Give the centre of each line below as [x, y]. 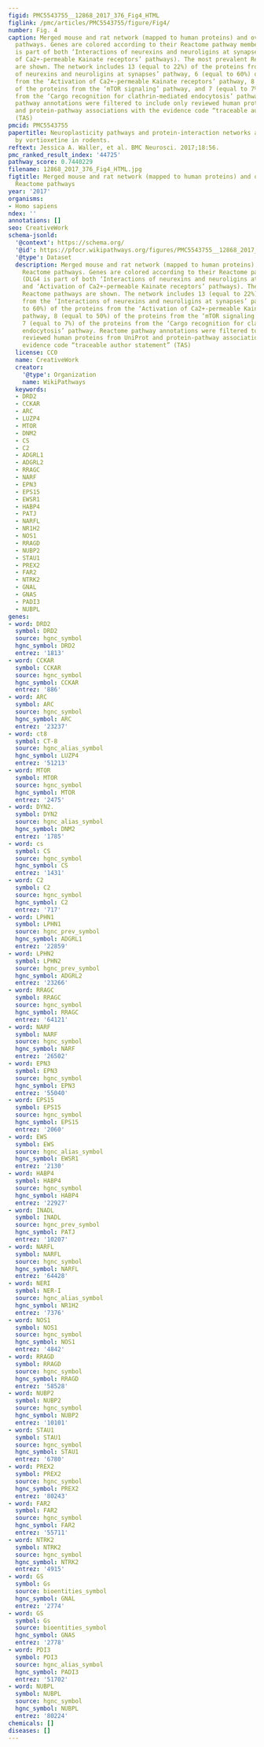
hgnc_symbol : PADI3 [47, 1672]
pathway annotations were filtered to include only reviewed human [128, 103]
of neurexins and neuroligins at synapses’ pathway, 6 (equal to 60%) [133, 74]
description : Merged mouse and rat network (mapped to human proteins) [135, 265]
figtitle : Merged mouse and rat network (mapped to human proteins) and [130, 177]
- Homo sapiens [33, 206]
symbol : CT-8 [37, 741]
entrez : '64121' [42, 1019]
